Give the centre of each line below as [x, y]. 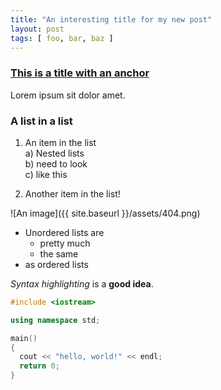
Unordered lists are [64, 232]
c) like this [46, 174]
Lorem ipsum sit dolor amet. [68, 95]
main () [24, 338]
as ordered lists [56, 264]
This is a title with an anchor [80, 73]
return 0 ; [39, 366]
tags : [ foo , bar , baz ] [62, 38]
